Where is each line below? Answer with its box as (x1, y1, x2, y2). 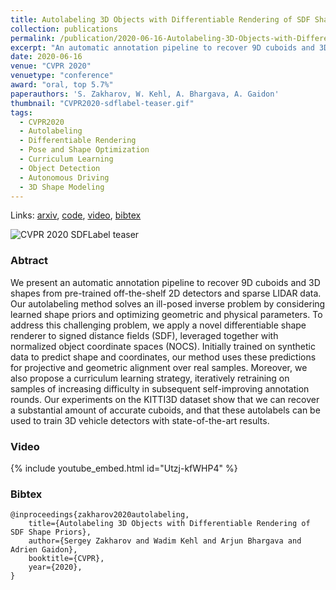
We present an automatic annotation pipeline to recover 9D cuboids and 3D (10, 276, 321, 288)
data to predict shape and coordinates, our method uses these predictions (10, 351, 317, 363)
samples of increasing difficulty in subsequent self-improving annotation (10, 382, 310, 395)
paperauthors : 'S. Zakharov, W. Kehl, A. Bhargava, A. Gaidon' (10, 89, 280, 99)
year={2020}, (28, 562, 83, 573)
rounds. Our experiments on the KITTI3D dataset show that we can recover (10, 393, 320, 405)
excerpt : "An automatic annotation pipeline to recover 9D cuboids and (10, 42, 315, 53)
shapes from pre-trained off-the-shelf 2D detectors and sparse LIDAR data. (10, 287, 322, 299)
